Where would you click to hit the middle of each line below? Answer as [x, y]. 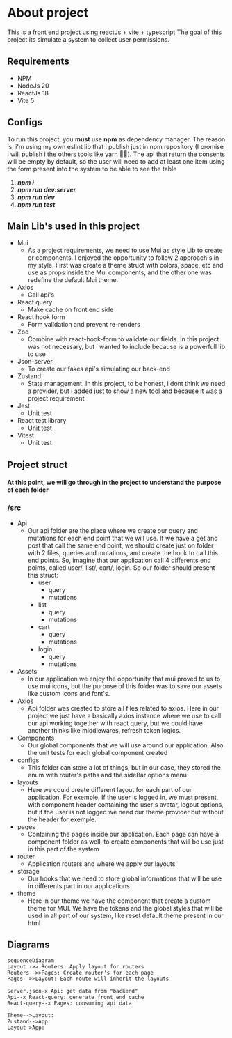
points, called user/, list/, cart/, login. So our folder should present [121, 567]
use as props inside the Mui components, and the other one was [119, 272]
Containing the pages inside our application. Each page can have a [123, 834]
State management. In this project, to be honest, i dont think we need [126, 384]
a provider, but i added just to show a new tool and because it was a [125, 391]
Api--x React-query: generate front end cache [76, 998]
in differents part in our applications [78, 885]
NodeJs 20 [33, 86]
